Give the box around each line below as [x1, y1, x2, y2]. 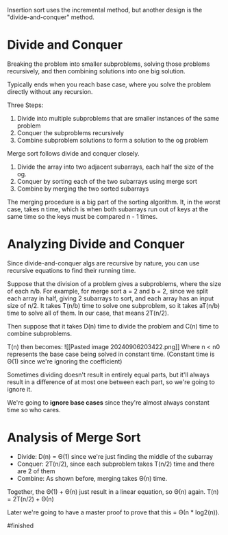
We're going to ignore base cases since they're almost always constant [7, 398, 210, 407]
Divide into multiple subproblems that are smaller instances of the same [16, 114, 220, 122]
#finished [7, 521, 34, 530]
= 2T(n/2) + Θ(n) [7, 495, 55, 503]
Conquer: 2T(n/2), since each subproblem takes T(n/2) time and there [16, 460, 215, 468]
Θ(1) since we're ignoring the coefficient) [7, 357, 123, 366]
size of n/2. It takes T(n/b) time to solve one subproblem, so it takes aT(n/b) [7, 301, 220, 309]
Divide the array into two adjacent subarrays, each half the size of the [16, 163, 214, 171]
